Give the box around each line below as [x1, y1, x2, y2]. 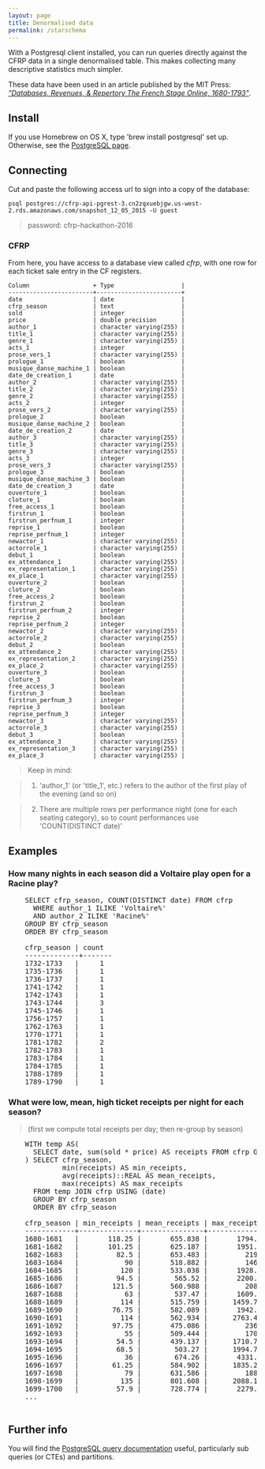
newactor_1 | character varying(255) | [8, 538, 185, 546]
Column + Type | [8, 282, 185, 290]
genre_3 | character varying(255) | [8, 448, 185, 456]
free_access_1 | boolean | [8, 503, 185, 511]
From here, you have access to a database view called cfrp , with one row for [8, 258, 257, 268]
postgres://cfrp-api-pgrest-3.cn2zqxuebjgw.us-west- [25, 200, 203, 208]
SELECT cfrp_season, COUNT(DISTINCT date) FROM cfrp [24, 896, 233, 904]
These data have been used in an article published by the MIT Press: [8, 80, 231, 89]
